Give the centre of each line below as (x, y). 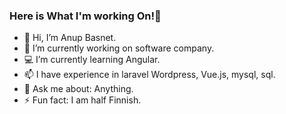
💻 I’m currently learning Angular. (92, 60)
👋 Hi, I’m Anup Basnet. (70, 38)
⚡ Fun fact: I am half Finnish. (82, 100)
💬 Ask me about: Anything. (78, 89)
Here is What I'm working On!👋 (85, 16)
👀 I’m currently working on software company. (119, 48)
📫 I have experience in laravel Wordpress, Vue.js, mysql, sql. (149, 75)
